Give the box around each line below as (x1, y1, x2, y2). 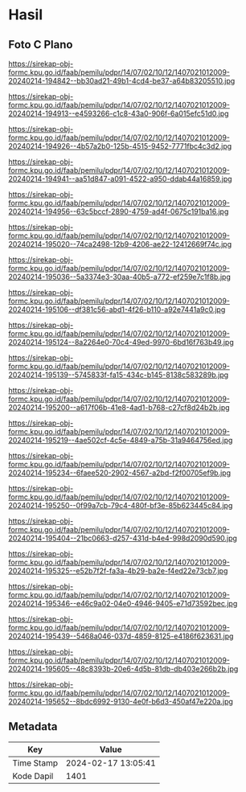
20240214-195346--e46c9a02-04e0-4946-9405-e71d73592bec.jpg (8, 599, 238, 608)
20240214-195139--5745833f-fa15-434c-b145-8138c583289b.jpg (8, 370, 229, 380)
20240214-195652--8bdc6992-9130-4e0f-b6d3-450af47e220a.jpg (8, 697, 233, 706)
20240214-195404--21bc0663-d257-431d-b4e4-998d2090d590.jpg (8, 533, 237, 543)
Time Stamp (12, 757, 59, 769)
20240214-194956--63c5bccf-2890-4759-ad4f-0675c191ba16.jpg (8, 207, 229, 216)
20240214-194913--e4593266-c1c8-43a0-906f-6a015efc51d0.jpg (8, 109, 229, 118)
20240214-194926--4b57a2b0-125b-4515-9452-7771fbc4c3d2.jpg (8, 142, 232, 150)
